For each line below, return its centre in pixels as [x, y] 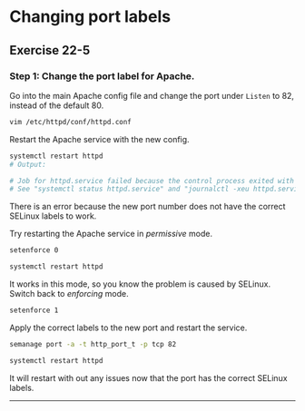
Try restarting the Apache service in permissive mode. [111, 234]
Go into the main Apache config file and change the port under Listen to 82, [152, 95]
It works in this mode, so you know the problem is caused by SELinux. [140, 284]
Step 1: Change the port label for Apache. [102, 76]
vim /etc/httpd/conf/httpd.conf [70, 122]
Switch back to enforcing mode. [69, 294]
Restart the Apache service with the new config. [99, 139]
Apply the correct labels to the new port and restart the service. [128, 328]
